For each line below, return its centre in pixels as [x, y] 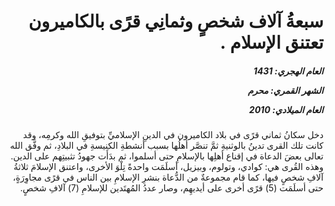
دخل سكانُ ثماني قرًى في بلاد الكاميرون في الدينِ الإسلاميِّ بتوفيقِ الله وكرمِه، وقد [173, 135]
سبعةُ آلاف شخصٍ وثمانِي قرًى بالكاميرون [176, 21]
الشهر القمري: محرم [285, 90]
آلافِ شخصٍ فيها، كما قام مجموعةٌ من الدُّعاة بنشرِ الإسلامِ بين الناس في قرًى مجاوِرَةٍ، [168, 177]
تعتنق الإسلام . [271, 42]
